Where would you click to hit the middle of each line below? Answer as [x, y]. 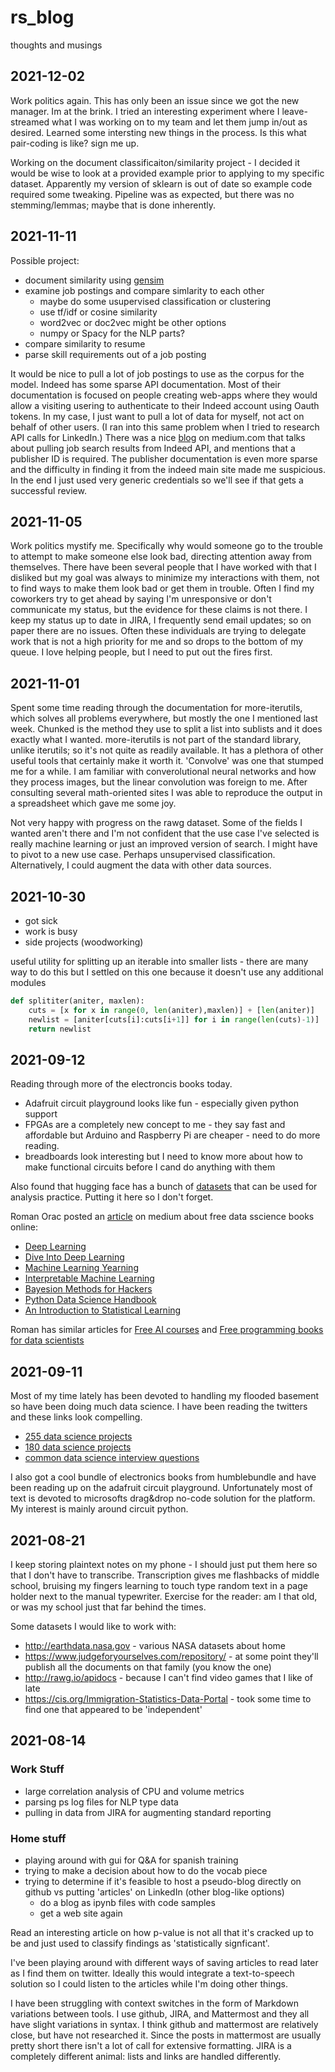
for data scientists [47, 1340]
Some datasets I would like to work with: [93, 1626]
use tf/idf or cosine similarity [98, 312]
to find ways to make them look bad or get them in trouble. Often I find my [162, 588]
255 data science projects [78, 1437]
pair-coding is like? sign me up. [75, 143]
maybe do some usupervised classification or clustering [155, 301]
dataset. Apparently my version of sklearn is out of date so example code [161, 183]
